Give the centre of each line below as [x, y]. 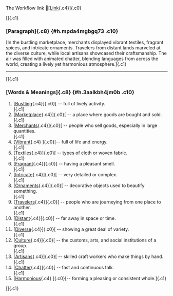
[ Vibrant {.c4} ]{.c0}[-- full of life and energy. [60, 142]
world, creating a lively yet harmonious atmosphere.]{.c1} [66, 64]
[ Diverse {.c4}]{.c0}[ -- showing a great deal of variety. [71, 229]
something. [25, 191]
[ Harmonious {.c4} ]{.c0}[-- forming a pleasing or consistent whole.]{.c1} [90, 278]
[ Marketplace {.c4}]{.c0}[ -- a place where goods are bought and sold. [88, 114]
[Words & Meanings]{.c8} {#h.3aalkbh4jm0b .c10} [70, 92]
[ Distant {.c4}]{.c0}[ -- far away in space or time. [64, 218]
